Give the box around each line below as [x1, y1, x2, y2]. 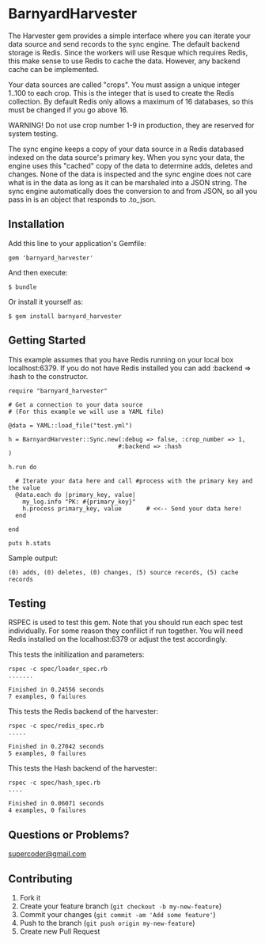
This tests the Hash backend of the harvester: [8, 764, 157, 773]
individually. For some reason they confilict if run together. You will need [8, 626, 244, 635]
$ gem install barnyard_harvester [8, 312, 123, 320]
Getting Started [8, 334, 86, 347]
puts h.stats [8, 539, 51, 547]
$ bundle [8, 282, 37, 291]
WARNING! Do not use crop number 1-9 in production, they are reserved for [8, 120, 255, 130]
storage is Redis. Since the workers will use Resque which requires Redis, [8, 47, 248, 57]
